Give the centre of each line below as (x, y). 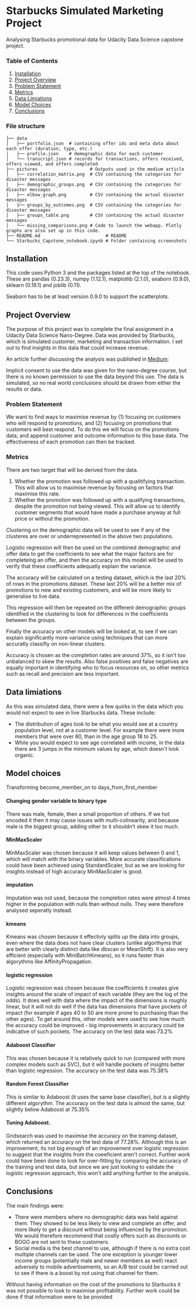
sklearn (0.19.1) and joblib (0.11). (44, 285)
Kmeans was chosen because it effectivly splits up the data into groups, (93, 937)
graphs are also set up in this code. (53, 230)
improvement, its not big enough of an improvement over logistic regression (97, 1148)
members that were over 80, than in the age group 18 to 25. (86, 736)
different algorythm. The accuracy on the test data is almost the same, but (96, 1103)
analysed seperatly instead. (39, 910)
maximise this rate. (37, 494)
